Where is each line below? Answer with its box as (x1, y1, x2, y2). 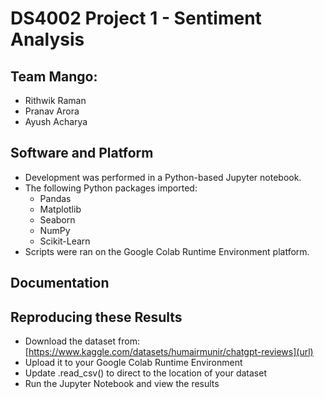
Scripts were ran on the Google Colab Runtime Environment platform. (24, 245, 310, 257)
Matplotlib (39, 203, 82, 215)
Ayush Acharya (24, 116, 88, 127)
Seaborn (39, 213, 76, 226)
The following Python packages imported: (24, 182, 198, 194)
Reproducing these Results (10, 308, 183, 326)
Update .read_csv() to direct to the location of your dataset (24, 367, 267, 379)
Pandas (39, 192, 72, 204)
